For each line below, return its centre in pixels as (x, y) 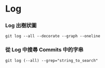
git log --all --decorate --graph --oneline (53, 36)
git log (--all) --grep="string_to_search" (52, 60)
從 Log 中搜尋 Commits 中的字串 (44, 50)
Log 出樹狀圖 (21, 26)
